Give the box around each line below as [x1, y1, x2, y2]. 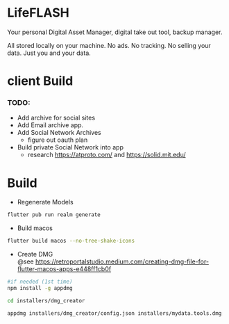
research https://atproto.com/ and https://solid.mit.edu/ [27, 151, 186, 159]
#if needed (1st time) [7, 278, 73, 286]
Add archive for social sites [17, 113, 96, 122]
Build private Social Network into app [17, 143, 124, 152]
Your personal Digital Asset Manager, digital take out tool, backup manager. [7, 28, 223, 36]
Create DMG [17, 250, 53, 259]
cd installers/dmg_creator [7, 297, 85, 304]
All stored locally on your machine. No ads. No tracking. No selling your [7, 41, 212, 49]
